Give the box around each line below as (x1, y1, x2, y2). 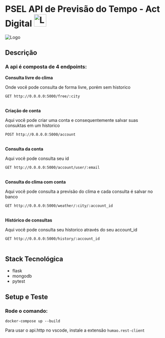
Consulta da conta (5, 146, 43, 151)
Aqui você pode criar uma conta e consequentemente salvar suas (5, 117, 138, 123)
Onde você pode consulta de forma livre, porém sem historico (5, 84, 131, 90)
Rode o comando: (5, 307, 48, 314)
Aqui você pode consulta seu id (5, 155, 69, 161)
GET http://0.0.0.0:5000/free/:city (5, 94, 80, 99)
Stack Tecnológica (5, 255, 63, 263)
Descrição (5, 48, 37, 57)
